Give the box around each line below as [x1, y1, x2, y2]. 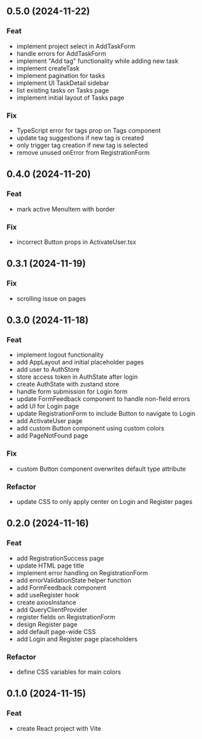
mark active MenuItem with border [16, 205, 116, 213]
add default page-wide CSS [16, 627, 96, 635]
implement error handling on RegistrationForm [16, 568, 148, 577]
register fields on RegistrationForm [16, 612, 116, 621]
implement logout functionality [16, 350, 104, 359]
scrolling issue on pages [16, 294, 86, 303]
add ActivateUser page [16, 417, 83, 425]
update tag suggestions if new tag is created [16, 133, 145, 142]
